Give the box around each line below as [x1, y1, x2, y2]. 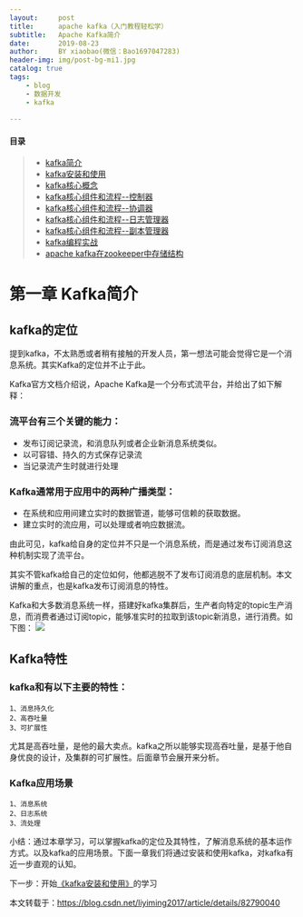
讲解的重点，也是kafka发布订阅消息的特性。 [9, 581, 174, 592]
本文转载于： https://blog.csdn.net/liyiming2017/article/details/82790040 [9, 897, 280, 909]
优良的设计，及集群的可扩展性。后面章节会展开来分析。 [16, 752, 224, 763]
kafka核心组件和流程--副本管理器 [44, 225, 170, 236]
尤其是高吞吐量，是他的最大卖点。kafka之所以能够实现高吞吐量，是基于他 [9, 740, 285, 751]
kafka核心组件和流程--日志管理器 [44, 214, 170, 225]
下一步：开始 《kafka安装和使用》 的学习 [9, 878, 158, 889]
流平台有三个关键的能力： [9, 415, 122, 428]
